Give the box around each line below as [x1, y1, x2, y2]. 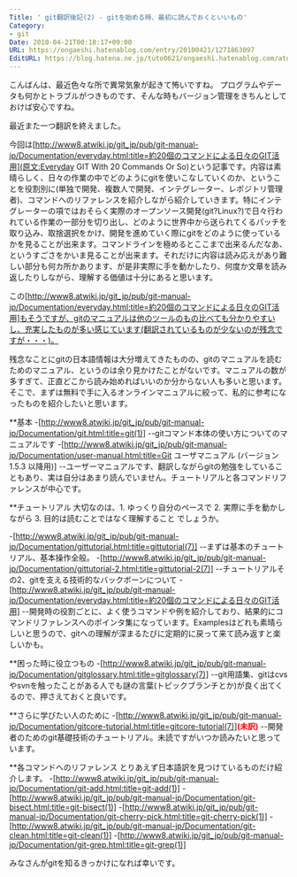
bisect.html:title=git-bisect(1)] [9, 802, 117, 812]
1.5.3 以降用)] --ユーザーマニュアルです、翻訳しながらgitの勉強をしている [9, 461, 276, 472]
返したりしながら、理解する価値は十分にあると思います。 [9, 272, 218, 282]
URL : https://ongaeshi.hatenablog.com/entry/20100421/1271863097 [9, 46, 255, 55]
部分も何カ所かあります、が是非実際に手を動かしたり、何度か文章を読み [24, 261, 287, 271]
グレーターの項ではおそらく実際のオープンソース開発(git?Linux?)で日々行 [9, 205, 276, 216]
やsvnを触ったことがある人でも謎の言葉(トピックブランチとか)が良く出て [9, 681, 276, 690]
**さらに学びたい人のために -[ [9, 710, 119, 720]
